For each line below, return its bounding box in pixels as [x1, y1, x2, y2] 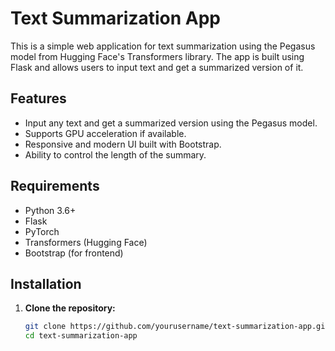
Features [10, 90, 67, 107]
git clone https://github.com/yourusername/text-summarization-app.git [24, 322, 330, 332]
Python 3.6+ [24, 204, 77, 216]
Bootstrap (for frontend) [24, 247, 124, 259]
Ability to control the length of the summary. [24, 148, 207, 161]
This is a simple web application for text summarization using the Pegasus [10, 40, 316, 52]
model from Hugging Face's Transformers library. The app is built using [10, 50, 305, 62]
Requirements [10, 178, 100, 195]
